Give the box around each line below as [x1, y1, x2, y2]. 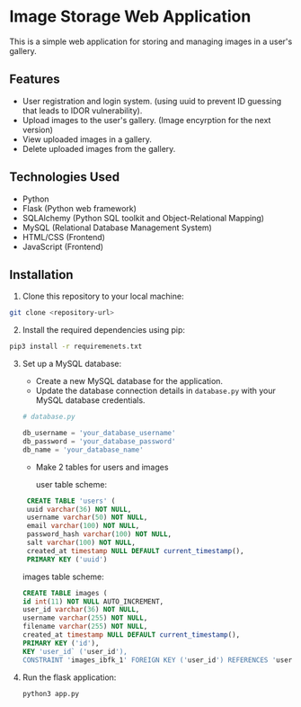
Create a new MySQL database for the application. [35, 376, 223, 387]
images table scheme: [22, 571, 105, 582]
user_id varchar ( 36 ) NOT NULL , [22, 605, 140, 614]
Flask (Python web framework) [22, 202, 137, 213]
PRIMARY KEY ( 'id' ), [22, 639, 100, 648]
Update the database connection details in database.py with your [35, 385, 277, 397]
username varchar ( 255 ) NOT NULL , [22, 613, 148, 622]
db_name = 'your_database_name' [22, 445, 144, 454]
